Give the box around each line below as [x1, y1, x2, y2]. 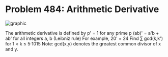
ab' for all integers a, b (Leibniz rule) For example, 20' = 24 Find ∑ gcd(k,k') [5, 35, 163, 41]
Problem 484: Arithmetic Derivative [5, 4, 159, 15]
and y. [5, 46, 18, 52]
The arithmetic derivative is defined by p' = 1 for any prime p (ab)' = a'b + [5, 30, 159, 36]
